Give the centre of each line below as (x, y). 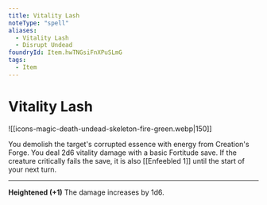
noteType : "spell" (39, 23)
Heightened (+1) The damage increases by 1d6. (86, 192)
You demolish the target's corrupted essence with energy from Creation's (129, 144)
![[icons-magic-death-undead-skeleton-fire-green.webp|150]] (110, 129)
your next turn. (33, 169)
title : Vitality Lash (44, 15)
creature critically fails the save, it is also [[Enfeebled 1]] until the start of (126, 161)
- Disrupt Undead (44, 45)
